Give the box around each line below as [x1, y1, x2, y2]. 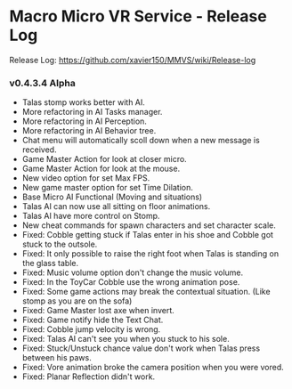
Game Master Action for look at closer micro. [21, 154, 187, 165]
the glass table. [21, 258, 78, 269]
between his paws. [21, 353, 92, 363]
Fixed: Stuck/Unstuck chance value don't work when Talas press [21, 343, 261, 353]
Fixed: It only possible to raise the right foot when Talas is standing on [21, 248, 279, 259]
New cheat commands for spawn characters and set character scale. [21, 220, 276, 231]
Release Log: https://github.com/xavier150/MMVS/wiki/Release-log [9, 54, 256, 65]
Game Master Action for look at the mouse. [21, 163, 181, 174]
